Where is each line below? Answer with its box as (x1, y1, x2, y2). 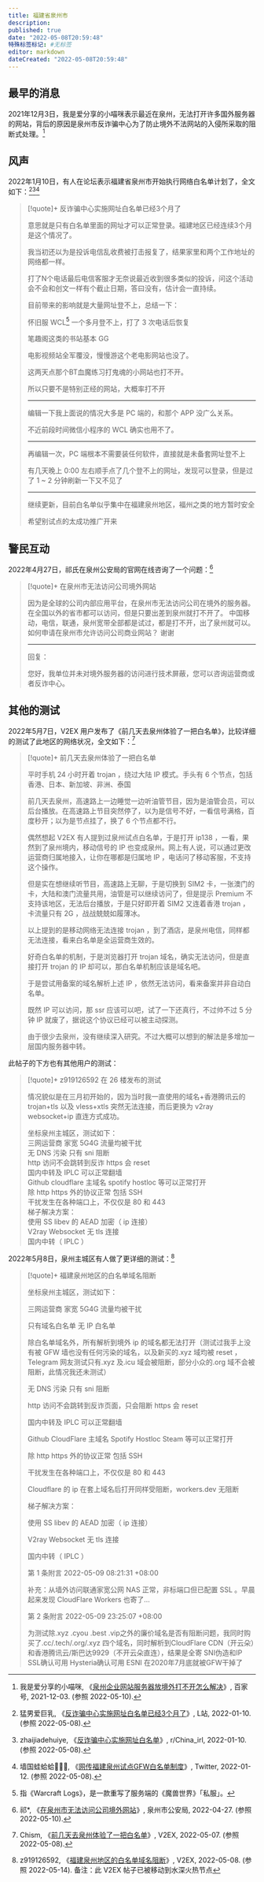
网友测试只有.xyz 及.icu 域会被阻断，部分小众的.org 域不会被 (60, 1357, 255, 1367)
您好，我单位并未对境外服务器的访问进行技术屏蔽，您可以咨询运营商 (27, 668, 248, 678)
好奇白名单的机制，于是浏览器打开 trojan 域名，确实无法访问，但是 (27, 952, 244, 961)
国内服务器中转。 (34, 1042, 90, 1051)
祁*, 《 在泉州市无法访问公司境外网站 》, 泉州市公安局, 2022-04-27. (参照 (19, 1806, 252, 1815)
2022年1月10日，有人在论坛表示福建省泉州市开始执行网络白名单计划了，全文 (8, 177, 255, 186)
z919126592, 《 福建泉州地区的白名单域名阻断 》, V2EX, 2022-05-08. (19, 1855, 241, 1865)
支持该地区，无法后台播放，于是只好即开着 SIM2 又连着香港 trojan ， (27, 899, 250, 909)
